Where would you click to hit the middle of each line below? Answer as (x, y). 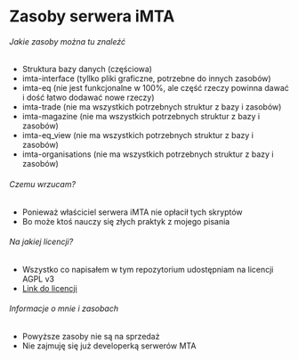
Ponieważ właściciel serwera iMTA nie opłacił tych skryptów (132, 212)
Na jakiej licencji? (41, 241)
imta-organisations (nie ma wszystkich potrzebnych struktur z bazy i (148, 154)
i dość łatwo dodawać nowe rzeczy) (88, 98)
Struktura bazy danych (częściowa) (87, 70)
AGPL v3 (38, 279)
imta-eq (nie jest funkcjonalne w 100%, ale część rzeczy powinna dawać (155, 88)
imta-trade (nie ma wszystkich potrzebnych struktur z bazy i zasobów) (152, 107)
